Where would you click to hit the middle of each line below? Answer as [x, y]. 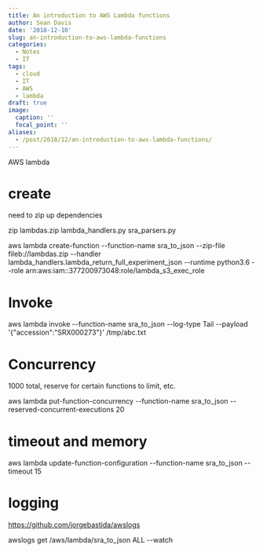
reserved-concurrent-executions [61, 410]
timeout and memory [78, 441]
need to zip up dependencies [55, 215]
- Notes [28, 52]
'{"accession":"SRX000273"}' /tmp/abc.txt [77, 333]
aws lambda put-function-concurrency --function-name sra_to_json [119, 401]
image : [19, 111]
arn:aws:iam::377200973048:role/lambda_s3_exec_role [115, 271]
